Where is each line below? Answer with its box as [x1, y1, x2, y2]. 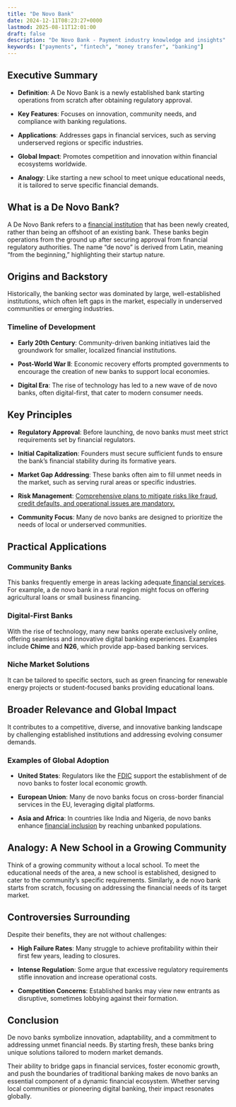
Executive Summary [7, 69, 98, 81]
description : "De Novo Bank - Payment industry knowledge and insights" [7, 37, 226, 44]
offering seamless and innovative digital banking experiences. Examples [7, 635, 218, 643]
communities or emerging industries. [7, 305, 114, 313]
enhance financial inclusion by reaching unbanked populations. [17, 821, 202, 829]
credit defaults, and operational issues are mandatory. [17, 499, 175, 507]
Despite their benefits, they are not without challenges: [7, 930, 167, 938]
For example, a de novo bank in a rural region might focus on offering [7, 586, 209, 594]
